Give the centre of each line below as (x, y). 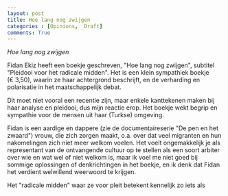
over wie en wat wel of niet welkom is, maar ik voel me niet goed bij (102, 158)
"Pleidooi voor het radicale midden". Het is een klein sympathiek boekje (108, 73)
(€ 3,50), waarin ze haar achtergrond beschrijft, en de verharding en (104, 80)
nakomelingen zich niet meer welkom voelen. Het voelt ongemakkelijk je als (114, 143)
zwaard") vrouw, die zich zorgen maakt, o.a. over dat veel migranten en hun (114, 136)
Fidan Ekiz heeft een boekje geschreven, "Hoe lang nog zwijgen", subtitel (111, 65)
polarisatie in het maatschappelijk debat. (64, 87)
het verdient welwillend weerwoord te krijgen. (71, 172)
